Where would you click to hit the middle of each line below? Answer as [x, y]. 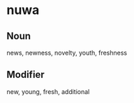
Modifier [25, 75]
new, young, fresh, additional [48, 91]
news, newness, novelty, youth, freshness [67, 53]
